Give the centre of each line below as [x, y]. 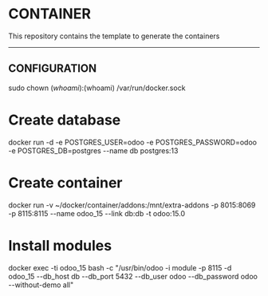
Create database [65, 120]
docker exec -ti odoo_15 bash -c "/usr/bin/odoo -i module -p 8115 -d [120, 267]
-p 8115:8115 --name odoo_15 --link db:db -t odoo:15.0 [97, 213]
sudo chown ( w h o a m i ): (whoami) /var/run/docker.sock [97, 88]
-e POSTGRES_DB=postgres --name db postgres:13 [93, 150]
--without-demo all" [41, 285]
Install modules [60, 245]
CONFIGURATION [53, 69]
